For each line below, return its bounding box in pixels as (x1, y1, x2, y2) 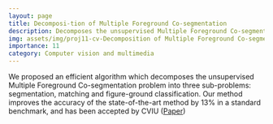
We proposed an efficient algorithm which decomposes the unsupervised (8, 72, 254, 81)
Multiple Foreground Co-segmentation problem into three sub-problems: (8, 80, 252, 90)
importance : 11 (8, 42, 60, 50)
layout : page (8, 11, 53, 20)
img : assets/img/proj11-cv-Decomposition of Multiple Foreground (8, 34, 234, 43)
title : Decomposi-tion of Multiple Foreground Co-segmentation (8, 19, 227, 28)
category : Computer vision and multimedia (8, 49, 154, 58)
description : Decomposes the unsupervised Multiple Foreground (8, 27, 227, 35)
